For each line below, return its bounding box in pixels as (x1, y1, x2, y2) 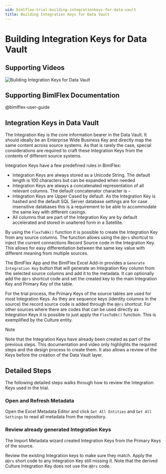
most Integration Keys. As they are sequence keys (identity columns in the (5, 296, 157, 302)
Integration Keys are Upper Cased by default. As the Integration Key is (12, 193, 156, 199)
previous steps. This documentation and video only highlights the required (5, 341, 157, 347)
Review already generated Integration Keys (5, 426, 111, 433)
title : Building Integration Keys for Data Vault (5, 12, 110, 17)
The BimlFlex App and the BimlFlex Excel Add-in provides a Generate (5, 260, 145, 266)
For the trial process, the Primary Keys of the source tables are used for (5, 291, 152, 297)
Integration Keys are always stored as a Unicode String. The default (12, 172, 150, 178)
